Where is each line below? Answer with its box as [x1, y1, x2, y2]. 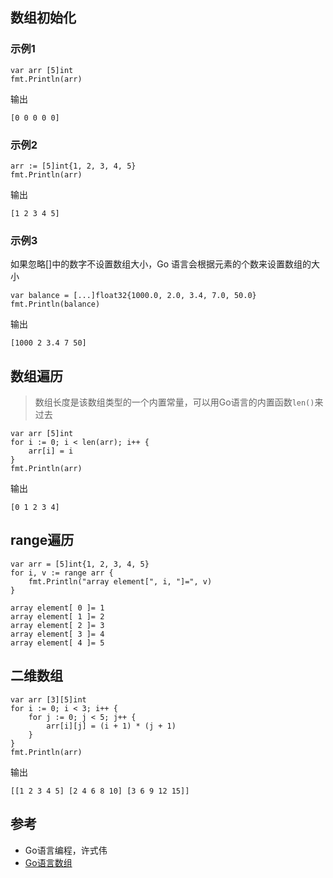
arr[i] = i [28, 446, 74, 457]
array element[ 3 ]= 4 [10, 629, 105, 639]
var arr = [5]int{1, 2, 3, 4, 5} [10, 559, 150, 569]
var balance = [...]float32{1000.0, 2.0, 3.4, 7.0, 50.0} [10, 291, 257, 301]
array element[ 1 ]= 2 [10, 611, 105, 622]
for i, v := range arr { [10, 568, 114, 578]
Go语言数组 [24, 856, 73, 868]
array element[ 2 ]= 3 [10, 620, 105, 630]
